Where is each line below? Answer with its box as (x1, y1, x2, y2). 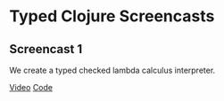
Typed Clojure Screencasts (9, 6, 215, 27)
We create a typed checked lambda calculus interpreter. (9, 65, 216, 75)
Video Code (9, 82, 54, 92)
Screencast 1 (9, 42, 83, 57)
